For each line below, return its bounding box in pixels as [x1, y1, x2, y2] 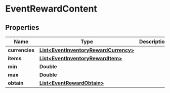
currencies [8, 46, 34, 54]
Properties [5, 23, 39, 32]
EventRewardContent [5, 3, 98, 15]
